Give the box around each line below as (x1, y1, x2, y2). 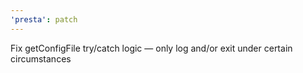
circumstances (10, 52, 72, 65)
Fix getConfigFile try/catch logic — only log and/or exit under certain (10, 42, 293, 54)
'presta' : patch (10, 14, 78, 25)
